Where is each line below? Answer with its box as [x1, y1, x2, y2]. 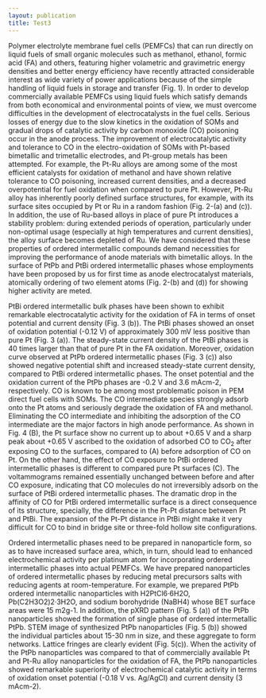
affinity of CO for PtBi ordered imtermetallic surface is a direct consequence [8, 498, 257, 507]
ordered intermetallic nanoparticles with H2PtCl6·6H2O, [8, 589, 191, 599]
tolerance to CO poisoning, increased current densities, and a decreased [8, 176, 246, 185]
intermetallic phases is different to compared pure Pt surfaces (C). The [8, 463, 240, 473]
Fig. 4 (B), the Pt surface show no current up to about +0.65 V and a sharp [8, 428, 252, 437]
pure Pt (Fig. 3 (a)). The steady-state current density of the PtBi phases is [8, 335, 249, 344]
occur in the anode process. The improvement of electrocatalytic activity [8, 134, 247, 143]
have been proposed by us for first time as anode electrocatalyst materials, [8, 269, 254, 278]
